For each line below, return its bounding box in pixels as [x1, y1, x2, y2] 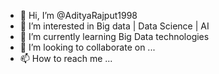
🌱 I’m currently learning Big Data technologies [19, 31, 210, 42]
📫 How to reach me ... [19, 53, 113, 64]
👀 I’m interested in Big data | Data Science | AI [19, 20, 210, 32]
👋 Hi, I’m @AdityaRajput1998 [19, 10, 138, 21]
